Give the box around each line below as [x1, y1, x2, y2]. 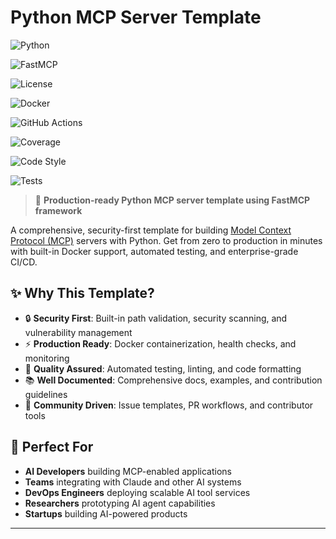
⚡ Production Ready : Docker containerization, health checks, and [24, 337, 297, 350]
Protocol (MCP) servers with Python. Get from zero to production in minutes [10, 234, 323, 246]
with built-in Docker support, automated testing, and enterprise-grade [10, 245, 299, 257]
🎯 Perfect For [10, 439, 94, 456]
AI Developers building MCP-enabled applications [24, 465, 232, 477]
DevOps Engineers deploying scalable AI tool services [24, 486, 251, 498]
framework [34, 204, 83, 216]
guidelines [24, 388, 68, 400]
